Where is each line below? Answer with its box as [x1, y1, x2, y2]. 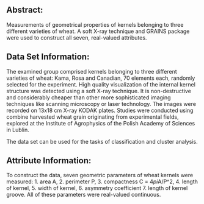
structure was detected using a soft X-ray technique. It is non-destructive [6, 87, 191, 94]
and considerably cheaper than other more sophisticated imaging [6, 94, 171, 101]
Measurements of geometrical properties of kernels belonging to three [6, 21, 184, 28]
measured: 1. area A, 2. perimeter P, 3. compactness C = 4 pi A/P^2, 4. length [6, 178, 199, 185]
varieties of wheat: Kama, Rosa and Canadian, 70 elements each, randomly [6, 74, 195, 82]
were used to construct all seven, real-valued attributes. [6, 33, 147, 41]
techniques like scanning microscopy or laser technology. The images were [6, 100, 197, 107]
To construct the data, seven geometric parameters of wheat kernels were [6, 172, 194, 179]
